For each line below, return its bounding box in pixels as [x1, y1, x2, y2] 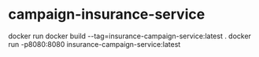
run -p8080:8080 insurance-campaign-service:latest [8, 39, 181, 48]
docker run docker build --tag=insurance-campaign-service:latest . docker [8, 31, 252, 41]
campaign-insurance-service [8, 5, 205, 23]
